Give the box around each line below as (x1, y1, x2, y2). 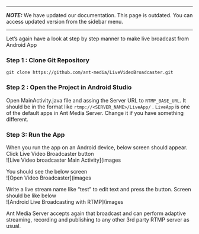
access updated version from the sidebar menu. (6, 18, 123, 25)
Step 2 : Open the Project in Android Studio (6, 84, 132, 92)
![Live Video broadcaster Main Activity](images (6, 156, 121, 164)
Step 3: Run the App (6, 130, 65, 139)
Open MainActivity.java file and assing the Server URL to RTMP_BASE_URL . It (6, 97, 187, 104)
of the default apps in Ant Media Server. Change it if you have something (6, 109, 184, 116)
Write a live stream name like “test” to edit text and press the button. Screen (6, 185, 191, 193)
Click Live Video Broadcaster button (6, 150, 94, 157)
